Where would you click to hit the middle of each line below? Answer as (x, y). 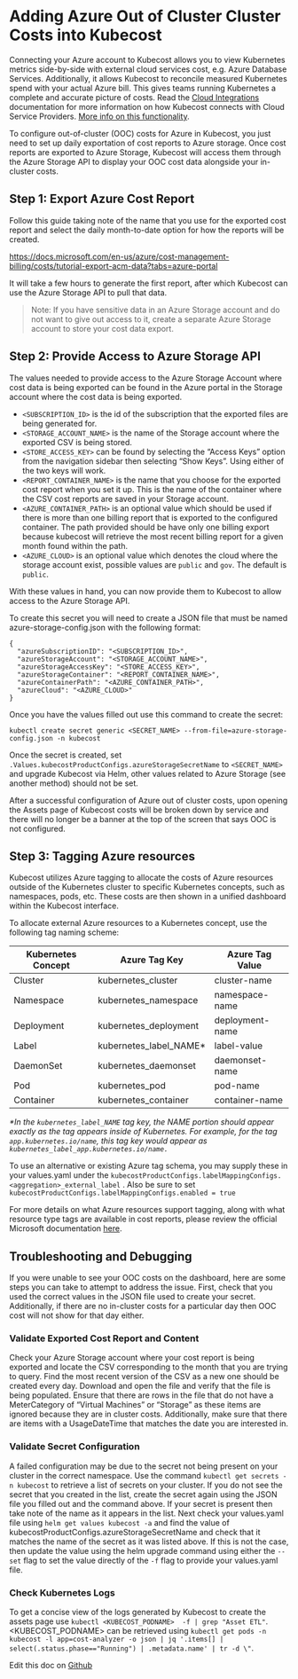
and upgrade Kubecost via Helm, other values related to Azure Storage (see (148, 773)
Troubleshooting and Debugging (101, 1256)
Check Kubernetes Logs (62, 1592)
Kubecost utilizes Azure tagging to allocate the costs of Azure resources (141, 878)
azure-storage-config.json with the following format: (105, 627)
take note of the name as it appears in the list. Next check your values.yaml (146, 1513)
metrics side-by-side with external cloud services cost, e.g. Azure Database (148, 69)
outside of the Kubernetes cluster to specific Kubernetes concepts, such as (147, 887)
